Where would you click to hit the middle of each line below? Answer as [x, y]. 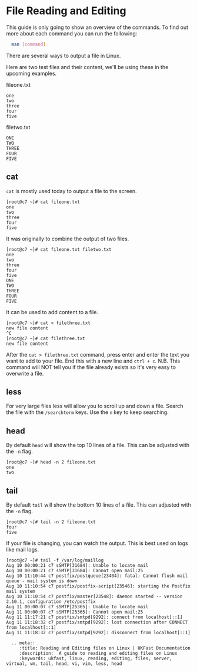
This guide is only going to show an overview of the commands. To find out [97, 27]
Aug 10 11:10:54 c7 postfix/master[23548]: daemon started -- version [94, 597]
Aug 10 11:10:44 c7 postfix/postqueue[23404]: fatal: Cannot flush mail [97, 576]
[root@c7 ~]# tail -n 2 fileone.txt [51, 522]
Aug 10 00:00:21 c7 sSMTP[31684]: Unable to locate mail [77, 566]
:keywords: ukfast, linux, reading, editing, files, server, [96, 659]
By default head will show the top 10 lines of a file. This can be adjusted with [98, 445]
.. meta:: [23, 643]
